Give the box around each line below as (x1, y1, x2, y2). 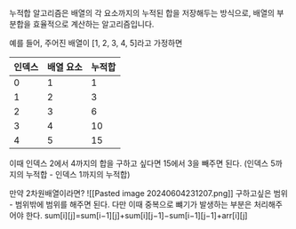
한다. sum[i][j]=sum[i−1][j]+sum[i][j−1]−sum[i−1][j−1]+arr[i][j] (25, 210, 248, 220)
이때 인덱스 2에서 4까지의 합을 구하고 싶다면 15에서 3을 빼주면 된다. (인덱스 (9, 158, 269, 169)
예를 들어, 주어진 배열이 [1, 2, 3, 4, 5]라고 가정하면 (9, 38, 183, 48)
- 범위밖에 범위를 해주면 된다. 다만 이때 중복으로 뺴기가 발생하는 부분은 (9, 199, 252, 209)
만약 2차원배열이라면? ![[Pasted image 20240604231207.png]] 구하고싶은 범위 (9, 188, 289, 198)
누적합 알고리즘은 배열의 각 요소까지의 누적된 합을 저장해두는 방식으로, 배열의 (9, 8, 276, 18)
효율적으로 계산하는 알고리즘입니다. (32, 19, 155, 29)
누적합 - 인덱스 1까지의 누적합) (25, 170, 131, 179)
